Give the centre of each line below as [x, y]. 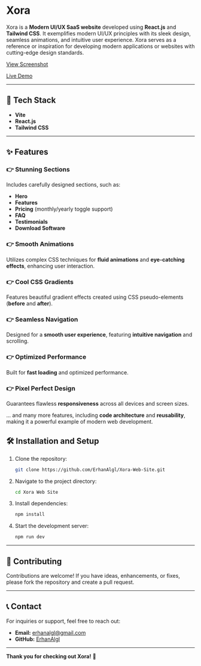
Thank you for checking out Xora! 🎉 [51, 656]
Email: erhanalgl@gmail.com [50, 632]
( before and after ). [29, 304]
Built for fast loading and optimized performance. [67, 372]
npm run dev [30, 537]
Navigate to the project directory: [56, 481]
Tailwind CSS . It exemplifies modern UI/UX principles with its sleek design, [99, 33]
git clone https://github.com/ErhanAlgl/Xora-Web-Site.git [90, 469]
